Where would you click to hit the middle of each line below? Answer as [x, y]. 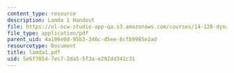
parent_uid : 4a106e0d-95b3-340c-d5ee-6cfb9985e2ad [82, 40]
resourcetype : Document [42, 46]
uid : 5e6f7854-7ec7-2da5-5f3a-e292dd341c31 [71, 59]
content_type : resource [42, 14]
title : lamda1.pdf [34, 53]
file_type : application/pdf [48, 33]
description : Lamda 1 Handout [51, 20]
